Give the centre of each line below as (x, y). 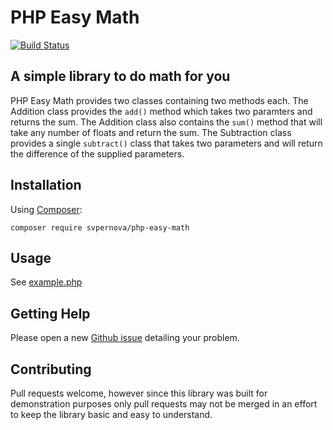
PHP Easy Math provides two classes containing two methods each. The (159, 100)
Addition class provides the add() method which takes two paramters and (161, 111)
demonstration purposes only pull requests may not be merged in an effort (164, 404)
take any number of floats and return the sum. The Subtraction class (151, 132)
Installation (46, 185)
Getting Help (50, 313)
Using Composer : (46, 209)
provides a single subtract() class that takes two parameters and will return (166, 143)
